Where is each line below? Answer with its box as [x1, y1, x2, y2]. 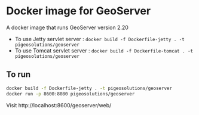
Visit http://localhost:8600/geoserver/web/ [6, 101, 112, 108]
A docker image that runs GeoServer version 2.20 [6, 24, 128, 31]
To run [6, 70, 31, 80]
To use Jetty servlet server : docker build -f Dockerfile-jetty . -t [14, 35, 185, 42]
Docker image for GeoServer [6, 4, 151, 18]
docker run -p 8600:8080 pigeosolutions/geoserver [6, 91, 135, 97]
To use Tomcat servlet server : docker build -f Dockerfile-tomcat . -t [14, 46, 194, 54]
